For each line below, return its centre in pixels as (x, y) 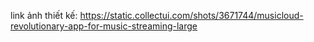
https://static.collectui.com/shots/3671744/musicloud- (191, 15)
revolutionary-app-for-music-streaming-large (104, 26)
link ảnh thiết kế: (44, 15)
